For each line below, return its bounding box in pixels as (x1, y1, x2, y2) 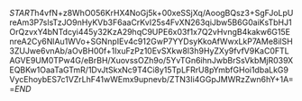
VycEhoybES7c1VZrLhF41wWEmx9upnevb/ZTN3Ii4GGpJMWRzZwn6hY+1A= (9, 74, 294, 84)
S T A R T (9, 8, 35, 18)
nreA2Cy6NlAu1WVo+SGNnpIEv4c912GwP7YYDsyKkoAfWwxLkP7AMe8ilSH (9, 36, 293, 46)
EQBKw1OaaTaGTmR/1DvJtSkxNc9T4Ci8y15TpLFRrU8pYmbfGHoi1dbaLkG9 (9, 64, 288, 75)
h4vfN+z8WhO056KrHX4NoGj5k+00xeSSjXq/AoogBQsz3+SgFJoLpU (34, 8, 294, 18)
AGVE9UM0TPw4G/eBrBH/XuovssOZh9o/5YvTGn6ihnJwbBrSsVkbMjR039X (9, 55, 294, 65)
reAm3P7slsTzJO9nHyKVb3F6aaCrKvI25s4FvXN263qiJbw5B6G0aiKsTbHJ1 (9, 17, 292, 28)
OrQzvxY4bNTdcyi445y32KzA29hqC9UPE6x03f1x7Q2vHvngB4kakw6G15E (9, 27, 291, 37)
